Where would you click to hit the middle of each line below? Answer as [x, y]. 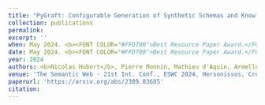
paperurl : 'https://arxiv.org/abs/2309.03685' [86, 81]
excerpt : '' [28, 37]
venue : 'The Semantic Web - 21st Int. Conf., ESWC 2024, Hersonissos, [127, 74]
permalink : [26, 30]
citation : [24, 89]
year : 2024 [26, 60]
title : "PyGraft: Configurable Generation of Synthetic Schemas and [123, 15]
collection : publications [50, 23]
